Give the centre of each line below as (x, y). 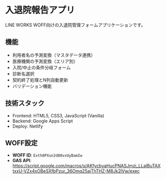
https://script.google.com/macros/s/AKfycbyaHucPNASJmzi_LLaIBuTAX (86, 166)
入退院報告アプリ (40, 10)
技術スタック (25, 103)
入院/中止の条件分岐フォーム (41, 67)
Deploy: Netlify (28, 126)
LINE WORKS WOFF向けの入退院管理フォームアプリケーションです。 (75, 25)
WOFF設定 (22, 143)
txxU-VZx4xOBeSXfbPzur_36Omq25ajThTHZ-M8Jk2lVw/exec (76, 171)
